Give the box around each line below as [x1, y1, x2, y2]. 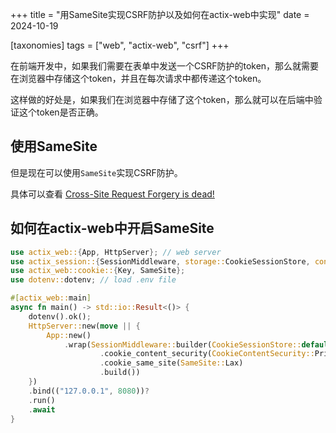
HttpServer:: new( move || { [28, 321, 141, 331]
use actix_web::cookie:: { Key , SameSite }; [10, 266, 186, 276]
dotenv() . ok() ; [28, 311, 92, 322]
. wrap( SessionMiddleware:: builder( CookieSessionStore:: [63, 339, 302, 350]
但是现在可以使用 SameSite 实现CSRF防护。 [10, 166, 183, 178]
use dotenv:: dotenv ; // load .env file [10, 275, 177, 285]
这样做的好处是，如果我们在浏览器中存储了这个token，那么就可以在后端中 [10, 94, 314, 105]
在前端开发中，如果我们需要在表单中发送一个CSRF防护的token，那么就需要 [10, 60, 320, 72]
